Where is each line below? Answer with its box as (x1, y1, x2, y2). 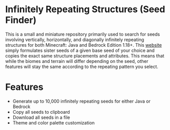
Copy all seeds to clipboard (12, 109, 70, 115)
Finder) (5, 14, 37, 26)
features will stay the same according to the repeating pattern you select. (5, 63, 158, 70)
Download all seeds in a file (12, 114, 70, 120)
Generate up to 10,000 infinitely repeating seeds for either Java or (12, 98, 151, 104)
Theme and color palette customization (12, 119, 95, 125)
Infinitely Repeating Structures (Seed (5, 4, 165, 15)
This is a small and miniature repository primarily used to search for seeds (5, 31, 160, 37)
